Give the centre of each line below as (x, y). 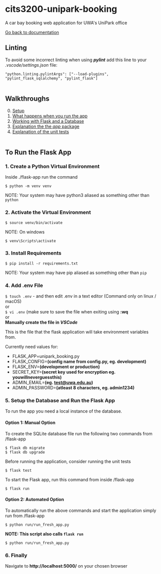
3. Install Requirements (33, 253)
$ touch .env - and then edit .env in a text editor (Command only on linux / (81, 296)
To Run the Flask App (38, 152)
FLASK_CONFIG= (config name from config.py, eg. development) (79, 362)
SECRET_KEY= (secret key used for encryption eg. (64, 372)
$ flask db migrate (25, 448)
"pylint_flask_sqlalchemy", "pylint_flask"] (51, 78)
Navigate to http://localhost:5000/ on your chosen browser (66, 566)
